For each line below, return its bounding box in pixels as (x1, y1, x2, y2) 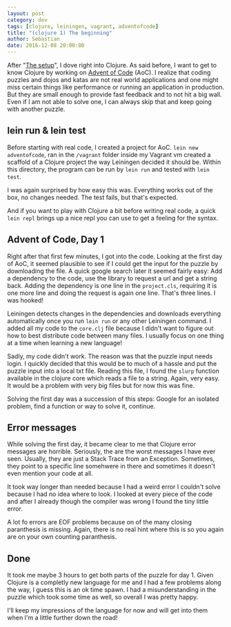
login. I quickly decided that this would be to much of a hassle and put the (7, 359, 217, 367)
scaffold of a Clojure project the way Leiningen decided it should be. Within (7, 158, 221, 166)
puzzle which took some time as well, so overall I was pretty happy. (7, 593, 199, 602)
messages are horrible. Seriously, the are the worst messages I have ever (7, 447, 216, 455)
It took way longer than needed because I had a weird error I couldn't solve (7, 483, 221, 491)
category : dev (7, 17, 48, 23)
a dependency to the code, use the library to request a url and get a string (7, 274, 217, 282)
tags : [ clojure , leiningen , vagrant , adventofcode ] (7, 23, 159, 30)
